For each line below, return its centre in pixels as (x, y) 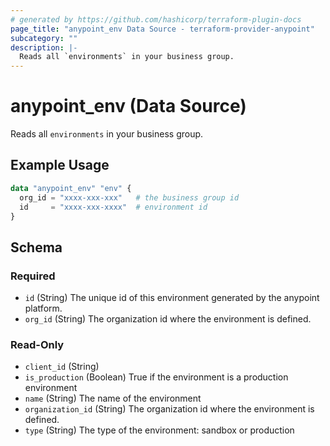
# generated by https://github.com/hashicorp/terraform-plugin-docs (156, 19)
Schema (36, 247)
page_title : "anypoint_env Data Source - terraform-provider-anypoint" (162, 29)
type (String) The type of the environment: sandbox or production (159, 430)
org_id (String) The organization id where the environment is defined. (168, 319)
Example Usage (60, 165)
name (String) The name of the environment (113, 398)
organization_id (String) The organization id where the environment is (169, 409)
